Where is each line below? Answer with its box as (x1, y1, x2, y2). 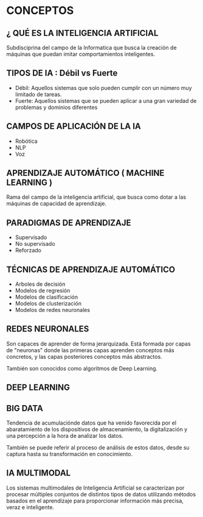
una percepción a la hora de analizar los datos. (6, 432, 123, 440)
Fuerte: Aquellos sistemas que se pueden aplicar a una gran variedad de (15, 97, 197, 104)
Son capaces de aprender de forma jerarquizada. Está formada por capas (6, 340, 191, 347)
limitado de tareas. (15, 91, 62, 98)
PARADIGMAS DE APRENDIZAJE (6, 217, 131, 228)
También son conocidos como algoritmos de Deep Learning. (6, 364, 158, 372)
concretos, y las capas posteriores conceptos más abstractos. (6, 353, 162, 360)
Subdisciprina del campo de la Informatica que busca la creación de (6, 44, 177, 51)
